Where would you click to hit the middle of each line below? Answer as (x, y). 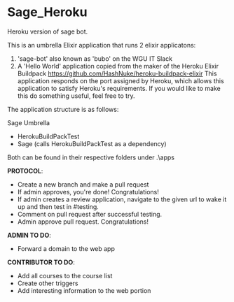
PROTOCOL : (25, 171)
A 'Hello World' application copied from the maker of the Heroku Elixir (118, 66)
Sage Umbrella (29, 122)
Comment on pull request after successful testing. (90, 214)
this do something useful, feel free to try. (76, 96)
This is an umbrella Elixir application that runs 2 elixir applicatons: (102, 45)
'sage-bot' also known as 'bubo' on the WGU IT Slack (95, 58)
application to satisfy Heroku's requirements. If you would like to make (119, 88)
